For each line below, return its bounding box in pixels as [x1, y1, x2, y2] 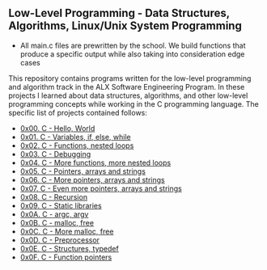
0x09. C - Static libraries [19, 200, 103, 210]
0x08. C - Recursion [19, 192, 87, 201]
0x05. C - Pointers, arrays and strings [19, 166, 146, 176]
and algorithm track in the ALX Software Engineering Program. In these [8, 82, 245, 91]
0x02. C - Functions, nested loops [19, 141, 134, 150]
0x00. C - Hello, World [19, 123, 95, 133]
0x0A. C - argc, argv [19, 209, 89, 219]
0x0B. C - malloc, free [19, 217, 95, 227]
